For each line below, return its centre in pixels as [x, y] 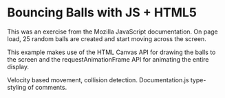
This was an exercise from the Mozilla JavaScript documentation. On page [112, 32]
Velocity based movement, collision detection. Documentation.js [98, 79]
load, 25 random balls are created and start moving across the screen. [107, 38]
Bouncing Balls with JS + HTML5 [102, 13]
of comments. [47, 87]
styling [17, 87]
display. [18, 66]
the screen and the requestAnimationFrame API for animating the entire [108, 59]
